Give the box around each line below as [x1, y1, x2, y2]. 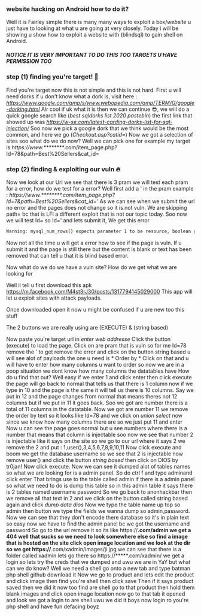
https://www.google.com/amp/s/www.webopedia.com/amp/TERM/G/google [6, 99, 195, 106]
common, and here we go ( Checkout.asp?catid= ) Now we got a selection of [6, 131, 193, 138]
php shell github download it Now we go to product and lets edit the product [6, 571, 194, 578]
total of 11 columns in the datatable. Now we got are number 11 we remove [6, 405, 188, 412]
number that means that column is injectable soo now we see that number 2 [6, 431, 193, 438]
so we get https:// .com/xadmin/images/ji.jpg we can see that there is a [6, 545, 181, 552]
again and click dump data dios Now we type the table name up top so [6, 501, 181, 508]
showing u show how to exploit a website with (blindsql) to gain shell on [6, 31, 183, 38]
